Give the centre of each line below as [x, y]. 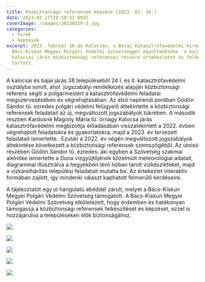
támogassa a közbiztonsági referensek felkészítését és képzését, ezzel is [98, 208]
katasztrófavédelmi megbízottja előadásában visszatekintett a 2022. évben [101, 125]
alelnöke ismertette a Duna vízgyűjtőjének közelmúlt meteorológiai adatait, [100, 158]
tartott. [23, 63]
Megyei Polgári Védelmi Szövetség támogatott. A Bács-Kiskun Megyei [95, 196]
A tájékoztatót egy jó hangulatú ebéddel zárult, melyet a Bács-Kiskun [93, 189]
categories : [21, 29]
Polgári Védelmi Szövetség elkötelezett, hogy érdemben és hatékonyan [95, 202]
